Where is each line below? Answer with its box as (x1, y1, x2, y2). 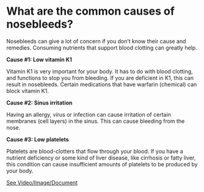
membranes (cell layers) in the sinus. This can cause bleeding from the (6, 117, 185, 125)
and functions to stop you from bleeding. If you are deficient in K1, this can (6, 74, 194, 81)
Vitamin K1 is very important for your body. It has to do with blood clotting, (6, 67, 194, 75)
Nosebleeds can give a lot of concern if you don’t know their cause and (6, 37, 186, 45)
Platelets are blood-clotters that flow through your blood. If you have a (6, 147, 183, 155)
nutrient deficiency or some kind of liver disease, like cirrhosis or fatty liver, (6, 154, 196, 161)
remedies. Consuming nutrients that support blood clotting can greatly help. (6, 44, 197, 51)
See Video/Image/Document (6, 179, 78, 186)
